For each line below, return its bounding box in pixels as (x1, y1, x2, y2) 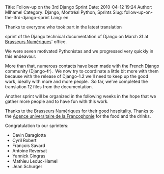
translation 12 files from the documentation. (5, 84, 93, 90)
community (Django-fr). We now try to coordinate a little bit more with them (5, 68, 159, 74)
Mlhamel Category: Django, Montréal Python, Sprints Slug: (5, 9, 124, 15)
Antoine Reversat (12, 148, 47, 153)
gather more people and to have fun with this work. (5, 99, 109, 104)
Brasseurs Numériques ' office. (5, 39, 67, 45)
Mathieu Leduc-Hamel (12, 158, 58, 164)
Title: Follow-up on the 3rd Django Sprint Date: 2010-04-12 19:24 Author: (5, 4, 153, 10)
